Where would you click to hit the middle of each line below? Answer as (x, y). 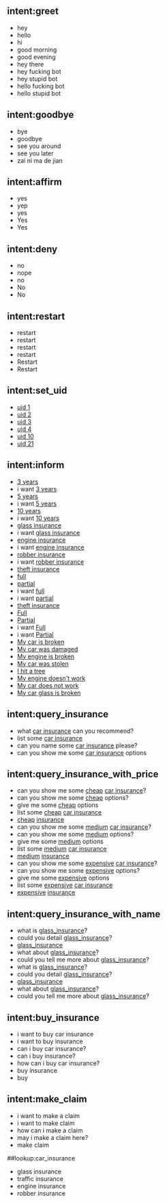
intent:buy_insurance (54, 1018)
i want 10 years (38, 518)
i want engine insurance (50, 547)
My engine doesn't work (51, 678)
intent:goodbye (41, 115)
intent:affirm (35, 182)
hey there (30, 64)
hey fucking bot (39, 71)
